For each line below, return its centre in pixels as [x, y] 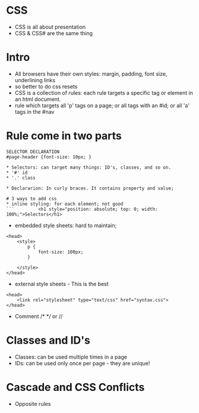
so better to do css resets [46, 86]
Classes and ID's [48, 340]
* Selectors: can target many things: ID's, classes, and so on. [89, 167]
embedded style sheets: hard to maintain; [66, 225]
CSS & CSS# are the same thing [54, 33]
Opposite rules [33, 403]
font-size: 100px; [61, 252]
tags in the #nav [34, 111]
